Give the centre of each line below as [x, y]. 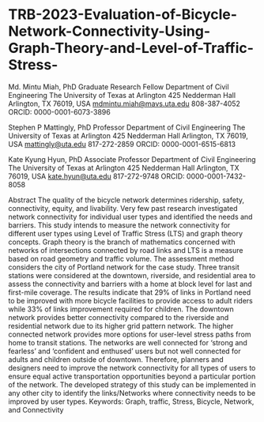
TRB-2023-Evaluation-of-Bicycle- [123, 15]
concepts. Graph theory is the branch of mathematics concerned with [122, 242]
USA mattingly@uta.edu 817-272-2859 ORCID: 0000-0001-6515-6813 [122, 144]
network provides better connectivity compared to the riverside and [119, 317]
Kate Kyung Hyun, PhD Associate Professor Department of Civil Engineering [132, 159]
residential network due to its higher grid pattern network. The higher [121, 326]
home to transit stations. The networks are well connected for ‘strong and [128, 342]
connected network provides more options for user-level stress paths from [130, 334]
